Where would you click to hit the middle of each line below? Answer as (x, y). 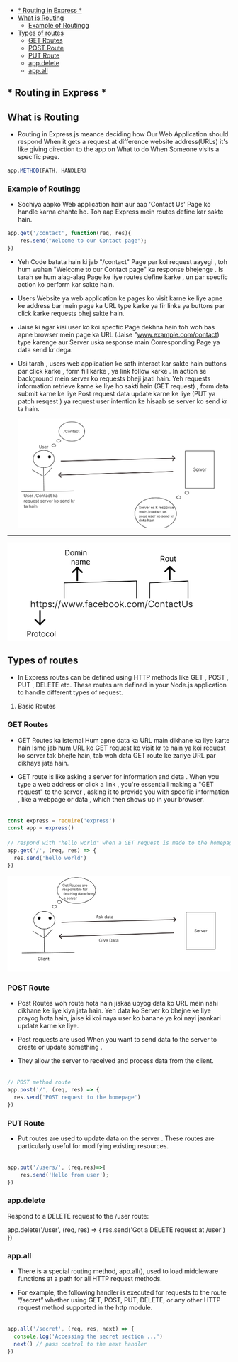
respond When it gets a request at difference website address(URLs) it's (123, 142)
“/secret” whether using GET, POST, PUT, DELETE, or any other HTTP (119, 1300)
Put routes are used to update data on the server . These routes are (116, 1138)
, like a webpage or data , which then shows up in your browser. (110, 799)
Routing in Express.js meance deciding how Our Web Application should (123, 134)
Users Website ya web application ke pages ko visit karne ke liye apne (120, 298)
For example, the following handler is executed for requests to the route (122, 1292)
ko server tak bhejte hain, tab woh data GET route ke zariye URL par (117, 755)
